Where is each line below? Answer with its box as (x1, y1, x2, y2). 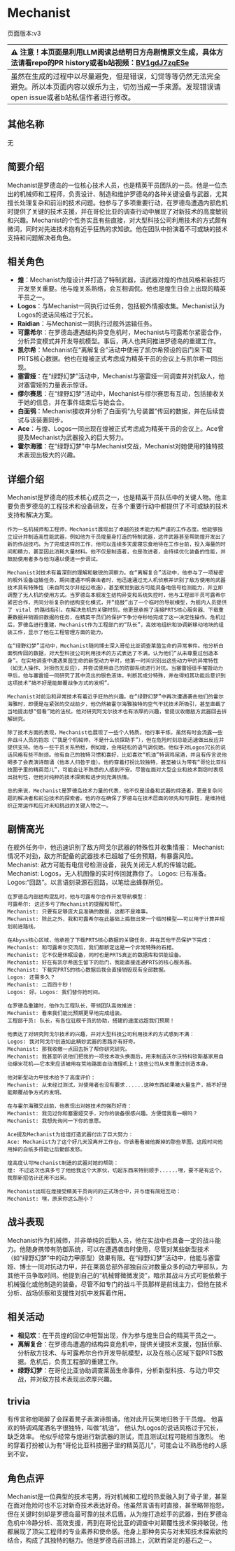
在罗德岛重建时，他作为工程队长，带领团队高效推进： (7, 1002, 138, 1009)
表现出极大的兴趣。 (23, 450, 79, 460)
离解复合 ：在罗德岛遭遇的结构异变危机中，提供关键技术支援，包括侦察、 (17, 1339, 226, 1348)
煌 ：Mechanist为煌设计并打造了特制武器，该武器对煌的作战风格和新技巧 (17, 275, 226, 284)
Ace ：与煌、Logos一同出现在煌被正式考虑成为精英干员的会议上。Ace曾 (17, 425, 225, 433)
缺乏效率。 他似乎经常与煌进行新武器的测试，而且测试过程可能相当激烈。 (7, 1433, 218, 1441)
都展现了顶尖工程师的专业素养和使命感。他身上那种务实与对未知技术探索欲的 (7, 1527, 228, 1536)
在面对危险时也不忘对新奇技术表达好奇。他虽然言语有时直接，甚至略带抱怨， (7, 1501, 228, 1510)
